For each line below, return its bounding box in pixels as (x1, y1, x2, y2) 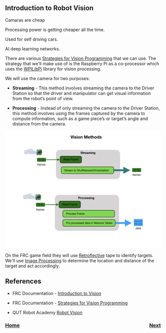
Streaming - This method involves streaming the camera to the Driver (12, 85, 155, 91)
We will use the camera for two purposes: (5, 75, 90, 81)
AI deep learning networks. (5, 45, 60, 51)
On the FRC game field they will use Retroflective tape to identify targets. (5, 252, 154, 258)
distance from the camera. (12, 121, 67, 126)
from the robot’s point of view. (12, 95, 74, 101)
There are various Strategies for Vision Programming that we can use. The (5, 55, 157, 61)
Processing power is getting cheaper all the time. (5, 27, 105, 33)
